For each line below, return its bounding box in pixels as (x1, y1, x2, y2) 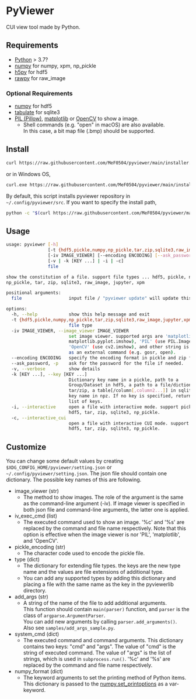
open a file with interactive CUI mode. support (68, 420, 190, 426)
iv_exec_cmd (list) (14, 512, 57, 519)
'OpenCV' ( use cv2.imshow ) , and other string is (68, 344, 190, 350)
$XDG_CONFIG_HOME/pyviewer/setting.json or (6, 464, 112, 471)
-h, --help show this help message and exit (11, 311, 150, 317)
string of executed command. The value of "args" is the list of (23, 649, 172, 656)
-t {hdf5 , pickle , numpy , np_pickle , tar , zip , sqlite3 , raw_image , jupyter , (11, 317, 184, 323)
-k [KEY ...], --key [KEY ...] (11, 371, 87, 377)
